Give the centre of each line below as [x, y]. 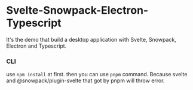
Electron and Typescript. [36, 46]
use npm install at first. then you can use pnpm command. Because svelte [97, 75]
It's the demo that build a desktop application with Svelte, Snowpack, [91, 39]
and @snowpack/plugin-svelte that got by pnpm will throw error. [85, 80]
